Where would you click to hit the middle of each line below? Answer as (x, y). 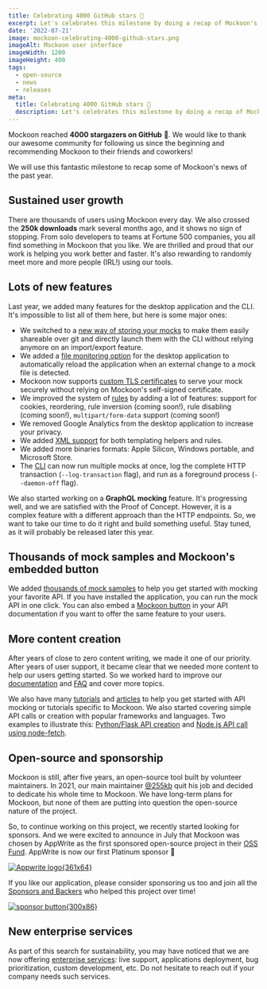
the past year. (31, 175)
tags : (17, 68)
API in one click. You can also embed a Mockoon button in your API (118, 606)
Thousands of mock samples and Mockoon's (122, 557)
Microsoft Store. (46, 457)
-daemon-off (39, 483)
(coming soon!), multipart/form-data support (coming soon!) (120, 414)
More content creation (65, 639)
